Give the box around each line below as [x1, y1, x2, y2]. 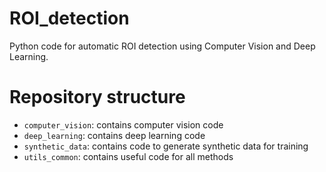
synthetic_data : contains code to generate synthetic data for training [23, 140, 309, 152]
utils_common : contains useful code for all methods [23, 150, 234, 162]
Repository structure [9, 86, 186, 109]
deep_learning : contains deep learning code [23, 129, 206, 141]
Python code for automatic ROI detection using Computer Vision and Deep [9, 40, 316, 52]
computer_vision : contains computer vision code [23, 118, 224, 131]
